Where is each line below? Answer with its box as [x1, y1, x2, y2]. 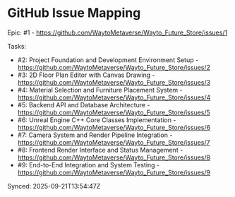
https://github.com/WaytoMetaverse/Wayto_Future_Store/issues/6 [17, 123, 210, 131]
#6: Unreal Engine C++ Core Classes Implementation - [17, 115, 176, 124]
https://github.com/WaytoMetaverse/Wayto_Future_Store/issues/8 [17, 153, 210, 162]
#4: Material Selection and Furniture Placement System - [17, 85, 183, 94]
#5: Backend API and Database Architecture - [17, 100, 150, 109]
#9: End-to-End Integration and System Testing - [17, 160, 160, 169]
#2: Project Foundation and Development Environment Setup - [17, 55, 199, 64]
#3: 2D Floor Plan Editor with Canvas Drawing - [17, 71, 155, 79]
